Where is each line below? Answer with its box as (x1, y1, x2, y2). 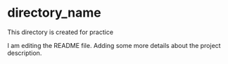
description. (7, 49, 42, 57)
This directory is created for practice (7, 28, 114, 36)
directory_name (7, 5, 101, 21)
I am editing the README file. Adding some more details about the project (7, 41, 221, 49)
